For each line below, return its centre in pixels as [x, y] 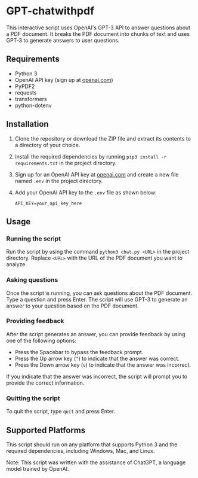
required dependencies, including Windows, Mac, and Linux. [81, 450]
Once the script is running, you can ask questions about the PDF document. [99, 293]
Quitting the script [33, 398]
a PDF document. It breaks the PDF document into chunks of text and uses [98, 34]
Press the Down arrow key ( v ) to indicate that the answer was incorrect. [103, 365]
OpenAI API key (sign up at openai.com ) [64, 80]
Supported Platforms [46, 430]
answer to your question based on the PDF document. [72, 306]
